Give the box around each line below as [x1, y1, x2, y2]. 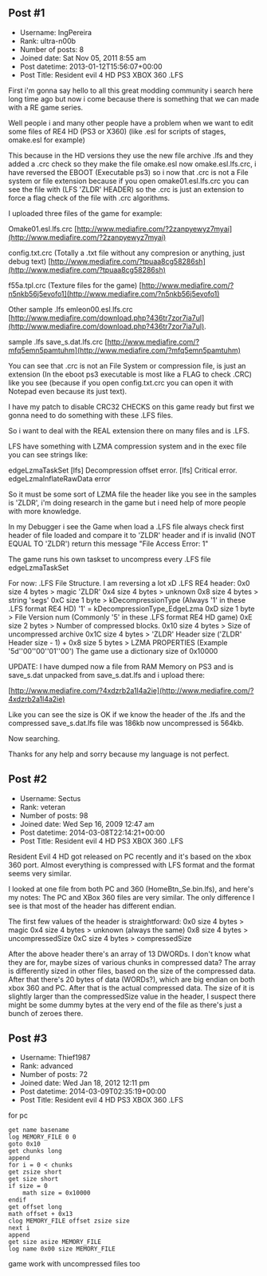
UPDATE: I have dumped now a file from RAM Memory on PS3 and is [8, 661, 234, 671]
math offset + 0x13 [8, 1210, 73, 1218]
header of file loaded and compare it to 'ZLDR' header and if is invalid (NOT [8, 530, 257, 540]
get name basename [8, 1126, 69, 1134]
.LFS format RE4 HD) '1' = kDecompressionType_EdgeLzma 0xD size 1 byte [8, 604, 255, 613]
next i [8, 1224, 30, 1232]
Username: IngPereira [19, 27, 92, 37]
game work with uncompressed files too [8, 1259, 141, 1269]
